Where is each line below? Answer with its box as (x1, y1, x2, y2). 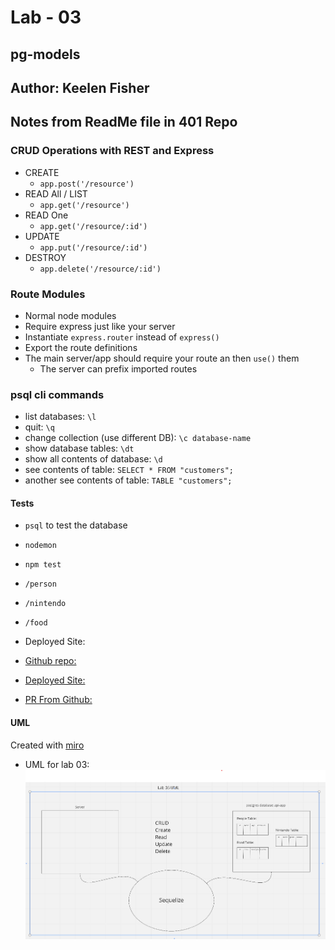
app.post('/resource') (39, 179, 135, 189)
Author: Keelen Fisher (10, 79, 150, 96)
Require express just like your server (24, 320, 176, 332)
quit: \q (24, 421, 55, 433)
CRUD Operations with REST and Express (10, 144, 215, 158)
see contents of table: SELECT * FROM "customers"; (24, 464, 235, 476)
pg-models (10, 46, 81, 63)
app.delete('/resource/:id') (39, 264, 162, 274)
